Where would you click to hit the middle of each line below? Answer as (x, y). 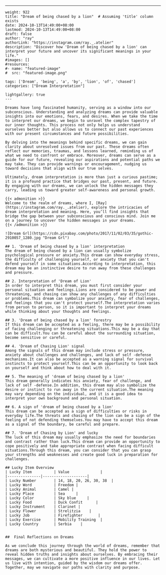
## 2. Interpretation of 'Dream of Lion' (48, 281)
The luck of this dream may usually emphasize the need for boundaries (80, 437)
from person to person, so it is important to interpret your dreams (78, 307)
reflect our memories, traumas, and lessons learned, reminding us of (79, 151)
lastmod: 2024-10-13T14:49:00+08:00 (43, 30)
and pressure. (20, 273)
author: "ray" (20, 38)
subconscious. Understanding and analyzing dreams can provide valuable (82, 112)
